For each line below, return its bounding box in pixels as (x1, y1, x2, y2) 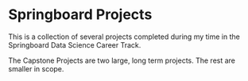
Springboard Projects (8, 6, 153, 24)
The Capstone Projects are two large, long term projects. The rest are (8, 56, 236, 65)
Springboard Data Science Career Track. (8, 40, 141, 49)
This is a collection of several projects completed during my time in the (8, 32, 240, 41)
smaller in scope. (8, 64, 64, 73)
